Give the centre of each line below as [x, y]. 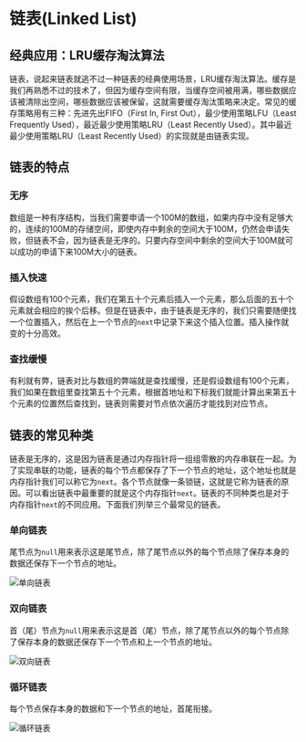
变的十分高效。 [37, 333]
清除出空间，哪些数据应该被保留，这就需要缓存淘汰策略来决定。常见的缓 [161, 102]
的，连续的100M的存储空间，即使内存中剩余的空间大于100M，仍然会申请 [146, 228]
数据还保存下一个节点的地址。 [65, 563]
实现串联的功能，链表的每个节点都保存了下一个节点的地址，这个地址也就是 [157, 470]
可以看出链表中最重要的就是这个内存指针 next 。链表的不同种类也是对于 [157, 493]
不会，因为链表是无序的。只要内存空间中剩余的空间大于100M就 [167, 240]
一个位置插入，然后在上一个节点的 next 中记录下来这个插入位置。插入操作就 [149, 321]
